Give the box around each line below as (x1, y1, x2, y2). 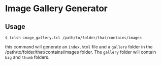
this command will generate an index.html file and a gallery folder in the (5, 44, 153, 49)
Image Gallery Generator (5, 3, 108, 14)
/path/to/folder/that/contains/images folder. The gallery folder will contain (5, 49, 156, 55)
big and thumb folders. (5, 54, 50, 60)
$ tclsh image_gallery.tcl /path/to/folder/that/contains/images (5, 35, 142, 40)
